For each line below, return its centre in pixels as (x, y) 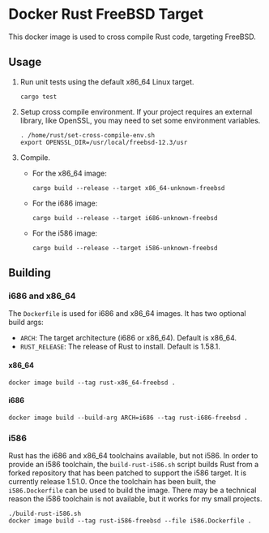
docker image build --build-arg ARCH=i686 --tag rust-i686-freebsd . (128, 418)
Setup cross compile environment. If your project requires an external (136, 111)
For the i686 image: (65, 203)
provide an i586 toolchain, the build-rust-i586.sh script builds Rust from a (134, 465)
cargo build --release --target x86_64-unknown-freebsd (128, 188)
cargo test (38, 97)
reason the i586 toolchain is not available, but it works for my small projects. (135, 499)
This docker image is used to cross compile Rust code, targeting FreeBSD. (132, 37)
